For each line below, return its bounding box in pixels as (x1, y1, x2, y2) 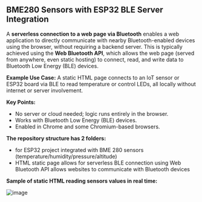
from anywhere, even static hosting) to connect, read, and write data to (6, 55, 184, 63)
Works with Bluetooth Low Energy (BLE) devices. (15, 116, 137, 124)
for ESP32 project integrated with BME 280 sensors (15, 146, 144, 153)
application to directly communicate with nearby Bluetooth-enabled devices (6, 36, 195, 44)
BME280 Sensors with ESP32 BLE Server (6, 5, 163, 15)
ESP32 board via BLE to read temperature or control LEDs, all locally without (6, 80, 197, 87)
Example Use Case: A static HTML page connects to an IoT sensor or (6, 74, 180, 81)
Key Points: (6, 98, 36, 106)
